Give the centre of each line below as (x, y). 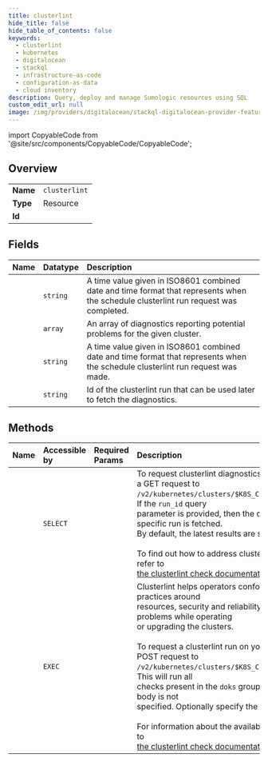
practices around (169, 596)
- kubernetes (37, 53)
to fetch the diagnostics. (132, 399)
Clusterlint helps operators (187, 587)
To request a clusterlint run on (193, 647)
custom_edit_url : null (46, 105)
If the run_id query (172, 504)
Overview (33, 169)
